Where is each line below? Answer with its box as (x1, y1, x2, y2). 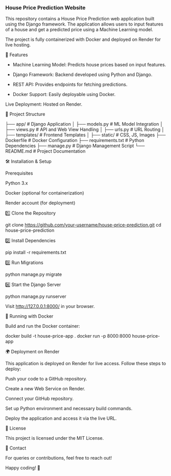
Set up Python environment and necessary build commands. (5, 406, 133, 412)
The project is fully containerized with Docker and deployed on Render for (5, 36, 161, 42)
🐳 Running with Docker (5, 313, 54, 319)
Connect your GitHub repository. (5, 395, 74, 402)
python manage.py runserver (5, 293, 66, 300)
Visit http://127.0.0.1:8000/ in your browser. (5, 303, 95, 310)
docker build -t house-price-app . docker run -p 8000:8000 (5, 333, 131, 339)
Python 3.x (5, 180, 28, 186)
